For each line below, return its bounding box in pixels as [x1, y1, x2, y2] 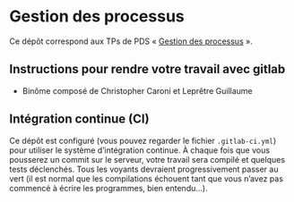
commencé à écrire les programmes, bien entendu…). [9, 182, 208, 193]
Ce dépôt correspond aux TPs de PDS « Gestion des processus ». [9, 36, 253, 46]
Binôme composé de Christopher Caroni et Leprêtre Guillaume [22, 85, 253, 96]
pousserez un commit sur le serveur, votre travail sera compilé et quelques [9, 154, 285, 164]
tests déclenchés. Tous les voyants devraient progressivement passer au [9, 164, 279, 174]
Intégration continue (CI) [9, 112, 150, 127]
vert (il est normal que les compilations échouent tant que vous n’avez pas [9, 173, 284, 184]
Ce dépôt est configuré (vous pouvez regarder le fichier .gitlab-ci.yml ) [9, 135, 277, 146]
